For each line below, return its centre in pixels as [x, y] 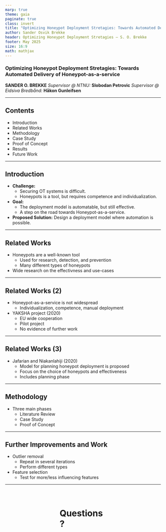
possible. [21, 223]
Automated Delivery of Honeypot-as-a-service [62, 75]
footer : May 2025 [23, 42]
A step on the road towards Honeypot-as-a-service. [73, 212]
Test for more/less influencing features [59, 478]
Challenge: [24, 186]
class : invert [20, 23]
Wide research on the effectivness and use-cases [63, 271]
